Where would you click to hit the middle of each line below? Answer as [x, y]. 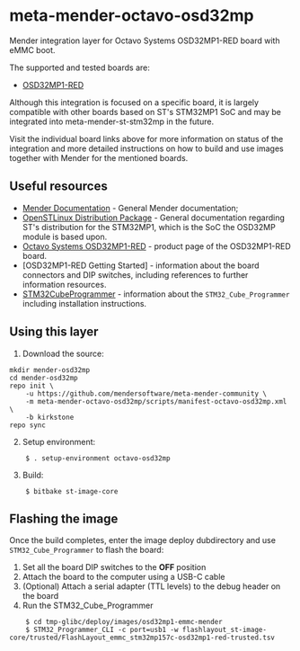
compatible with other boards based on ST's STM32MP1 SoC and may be [145, 111]
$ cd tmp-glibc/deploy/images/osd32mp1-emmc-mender [124, 622]
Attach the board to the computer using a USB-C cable [124, 577]
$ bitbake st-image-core [72, 491]
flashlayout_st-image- [225, 630]
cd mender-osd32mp [44, 378]
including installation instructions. [84, 303]
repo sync [28, 425]
